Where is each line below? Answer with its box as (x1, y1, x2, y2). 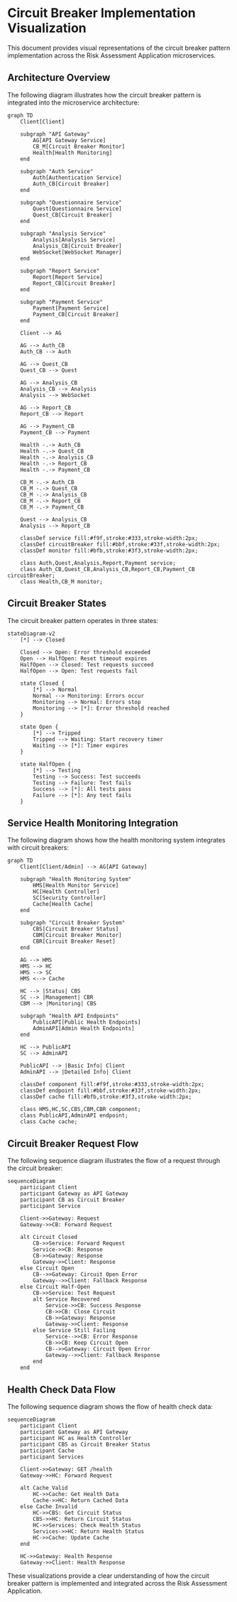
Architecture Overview (7, 72, 111, 84)
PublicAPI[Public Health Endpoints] (33, 1019, 141, 1026)
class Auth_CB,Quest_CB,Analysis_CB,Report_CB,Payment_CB (20, 565, 195, 573)
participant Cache (20, 1447, 75, 1454)
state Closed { (20, 680, 65, 687)
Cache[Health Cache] (33, 901, 94, 908)
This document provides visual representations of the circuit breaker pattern (7, 43, 231, 52)
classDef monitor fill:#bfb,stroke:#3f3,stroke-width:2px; (20, 547, 199, 554)
